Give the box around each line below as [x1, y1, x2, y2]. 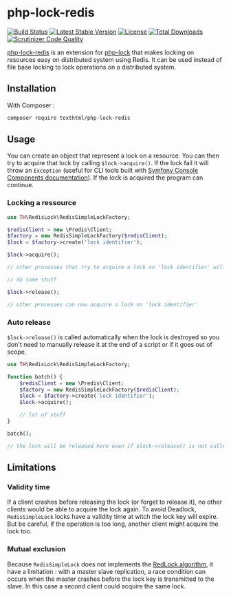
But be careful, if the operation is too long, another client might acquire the [7, 520, 219, 528]
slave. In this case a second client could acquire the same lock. [7, 582, 186, 590]
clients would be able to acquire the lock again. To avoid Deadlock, [7, 505, 197, 513]
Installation [7, 83, 56, 94]
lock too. [7, 527, 32, 535]
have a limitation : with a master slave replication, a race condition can [7, 567, 206, 575]
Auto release [7, 317, 51, 327]
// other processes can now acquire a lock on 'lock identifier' [7, 301, 198, 308]
